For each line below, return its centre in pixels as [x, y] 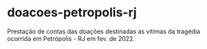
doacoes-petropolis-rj [72, 13]
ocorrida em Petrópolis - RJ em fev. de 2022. [71, 38]
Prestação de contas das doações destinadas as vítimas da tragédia [104, 31]
